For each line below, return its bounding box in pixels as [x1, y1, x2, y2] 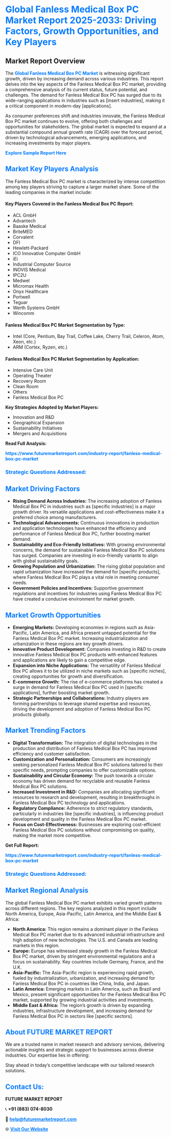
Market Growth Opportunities [5, 611, 101, 619]
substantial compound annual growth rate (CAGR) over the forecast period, [5, 129, 163, 135]
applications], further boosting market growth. [12, 690, 110, 696]
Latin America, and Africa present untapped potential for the [30, 630, 157, 636]
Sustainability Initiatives [12, 425, 63, 431]
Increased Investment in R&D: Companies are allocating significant [12, 788, 155, 795]
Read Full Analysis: [5, 440, 47, 446]
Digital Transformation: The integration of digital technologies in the [12, 740, 157, 746]
